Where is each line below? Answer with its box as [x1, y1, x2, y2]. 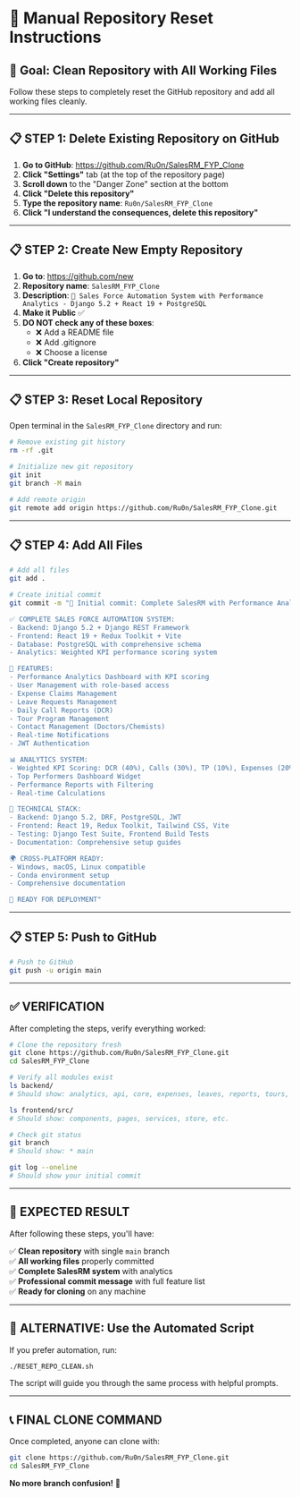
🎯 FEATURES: [9, 664, 54, 674]
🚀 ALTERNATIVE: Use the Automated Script [9, 1321, 254, 1336]
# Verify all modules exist [9, 1073, 114, 1082]
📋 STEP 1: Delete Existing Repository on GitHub [9, 132, 279, 147]
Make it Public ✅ [21, 307, 85, 318]
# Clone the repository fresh [9, 1040, 122, 1050]
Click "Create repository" [21, 357, 120, 368]
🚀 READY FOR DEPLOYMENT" [9, 895, 102, 905]
